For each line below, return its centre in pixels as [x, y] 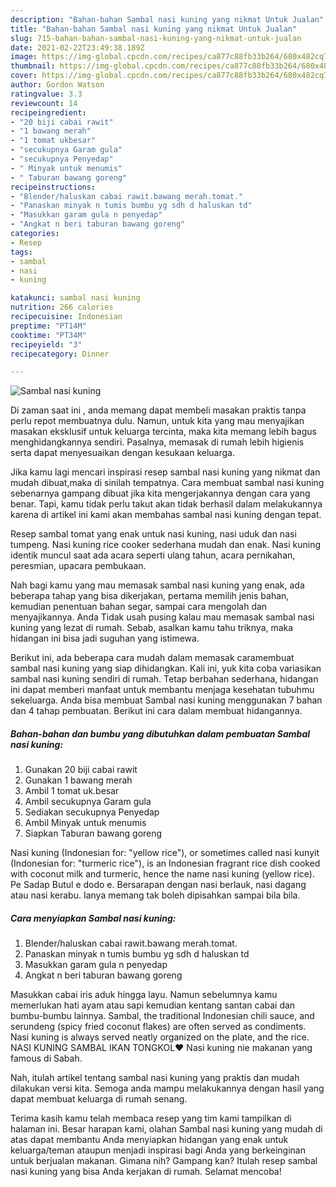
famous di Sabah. [46, 1058]
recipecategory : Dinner [60, 354]
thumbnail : [33, 66]
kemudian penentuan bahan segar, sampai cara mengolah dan [139, 607]
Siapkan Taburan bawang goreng [93, 833]
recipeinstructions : [53, 187]
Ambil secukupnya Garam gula [88, 802]
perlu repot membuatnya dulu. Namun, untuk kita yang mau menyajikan [157, 421]
